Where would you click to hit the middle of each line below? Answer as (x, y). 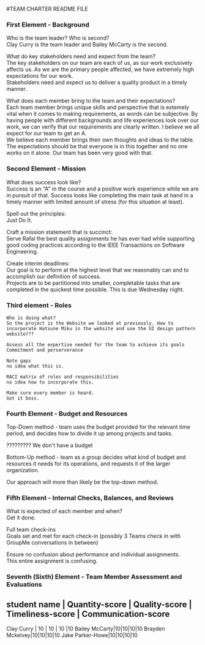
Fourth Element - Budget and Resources (67, 413)
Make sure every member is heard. (50, 393)
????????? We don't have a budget (50, 445)
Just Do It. (19, 220)
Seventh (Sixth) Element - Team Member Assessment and (94, 577)
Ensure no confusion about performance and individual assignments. (93, 554)
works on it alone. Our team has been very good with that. (80, 153)
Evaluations (24, 584)
